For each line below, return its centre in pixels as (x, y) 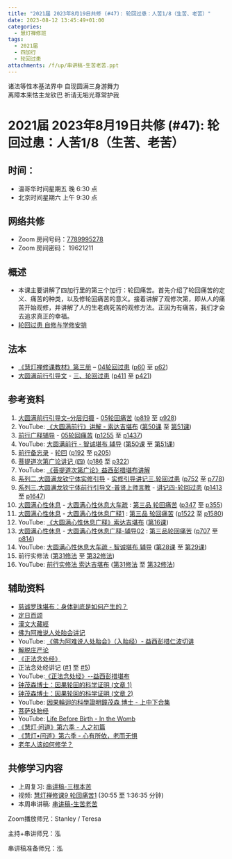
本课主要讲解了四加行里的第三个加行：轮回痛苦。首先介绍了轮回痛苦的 (118, 290)
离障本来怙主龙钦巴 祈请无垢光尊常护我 (64, 95)
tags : (16, 40)
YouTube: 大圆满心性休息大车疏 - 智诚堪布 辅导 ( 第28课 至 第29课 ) (112, 547)
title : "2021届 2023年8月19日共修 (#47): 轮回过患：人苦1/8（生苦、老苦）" (109, 14)
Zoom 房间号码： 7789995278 (60, 239)
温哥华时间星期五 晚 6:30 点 (58, 188)
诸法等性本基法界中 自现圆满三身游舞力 (64, 86)
